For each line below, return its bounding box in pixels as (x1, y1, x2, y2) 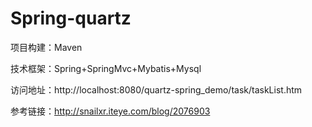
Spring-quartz (10, 7, 132, 30)
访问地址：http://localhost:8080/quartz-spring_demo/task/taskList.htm (10, 83, 303, 96)
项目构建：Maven (10, 41, 83, 53)
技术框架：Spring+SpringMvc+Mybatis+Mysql (10, 62, 202, 74)
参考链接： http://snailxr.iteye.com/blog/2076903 (10, 105, 211, 117)
